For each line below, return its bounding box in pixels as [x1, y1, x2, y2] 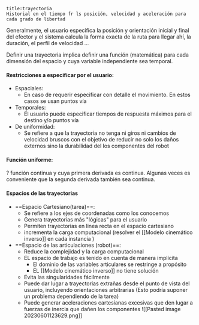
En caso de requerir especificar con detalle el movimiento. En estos [23, 91, 191, 99]
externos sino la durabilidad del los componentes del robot [23, 142, 170, 150]
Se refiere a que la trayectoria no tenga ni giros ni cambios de [23, 129, 176, 137]
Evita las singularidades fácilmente [23, 273, 110, 280]
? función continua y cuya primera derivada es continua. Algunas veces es [6, 169, 191, 177]
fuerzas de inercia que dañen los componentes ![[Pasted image [23, 305, 181, 312]
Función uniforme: [6, 156, 53, 163]
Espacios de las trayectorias [6, 190, 79, 197]
